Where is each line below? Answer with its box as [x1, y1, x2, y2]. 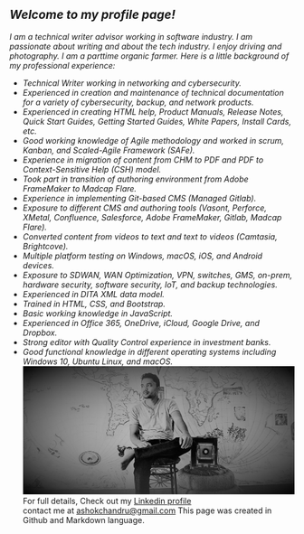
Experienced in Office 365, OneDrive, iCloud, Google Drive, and [22, 317, 261, 328]
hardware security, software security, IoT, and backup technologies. [22, 279, 278, 290]
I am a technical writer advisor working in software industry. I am [9, 31, 253, 42]
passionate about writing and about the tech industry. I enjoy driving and [9, 41, 282, 52]
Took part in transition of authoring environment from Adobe [22, 173, 249, 184]
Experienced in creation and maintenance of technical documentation [22, 87, 285, 98]
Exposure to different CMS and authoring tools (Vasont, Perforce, [22, 202, 267, 213]
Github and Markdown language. [22, 515, 145, 526]
